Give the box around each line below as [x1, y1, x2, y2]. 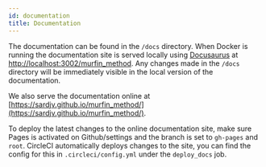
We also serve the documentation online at [8, 91, 151, 100]
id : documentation [8, 11, 70, 20]
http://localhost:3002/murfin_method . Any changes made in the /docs [8, 58, 240, 68]
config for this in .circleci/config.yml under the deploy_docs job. [8, 149, 227, 159]
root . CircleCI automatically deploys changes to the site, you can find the [8, 141, 251, 150]
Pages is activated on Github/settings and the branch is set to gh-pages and [8, 132, 258, 141]
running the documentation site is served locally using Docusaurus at [8, 50, 239, 59]
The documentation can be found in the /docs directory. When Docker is [8, 41, 248, 51]
